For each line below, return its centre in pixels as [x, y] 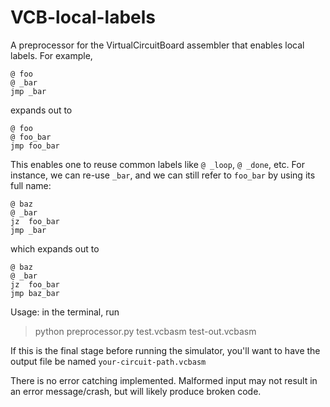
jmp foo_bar [35, 146]
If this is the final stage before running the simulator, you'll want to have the [165, 350]
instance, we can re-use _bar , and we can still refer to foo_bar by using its [163, 175]
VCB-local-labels [83, 17]
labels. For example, [51, 55]
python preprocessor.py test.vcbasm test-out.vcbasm [145, 331]
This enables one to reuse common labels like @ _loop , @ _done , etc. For [157, 164]
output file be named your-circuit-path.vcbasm [108, 361]
